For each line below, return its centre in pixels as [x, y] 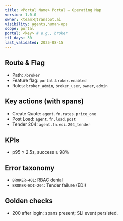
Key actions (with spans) [45, 101]
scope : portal [20, 29]
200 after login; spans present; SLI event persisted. [65, 213]
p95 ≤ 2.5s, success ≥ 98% [41, 152]
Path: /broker [26, 75]
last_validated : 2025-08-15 [34, 43]
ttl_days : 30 [19, 38]
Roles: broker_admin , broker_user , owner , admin [60, 85]
